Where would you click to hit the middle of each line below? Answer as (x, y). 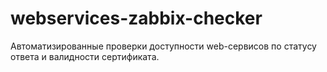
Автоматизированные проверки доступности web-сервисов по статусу (163, 46)
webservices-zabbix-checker (136, 18)
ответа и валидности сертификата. (85, 56)
